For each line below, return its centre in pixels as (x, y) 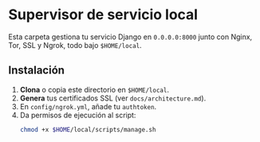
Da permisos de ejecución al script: (78, 115)
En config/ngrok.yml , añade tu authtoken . (88, 106)
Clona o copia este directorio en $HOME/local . (95, 89)
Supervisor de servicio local (103, 15)
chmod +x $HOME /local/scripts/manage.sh (88, 129)
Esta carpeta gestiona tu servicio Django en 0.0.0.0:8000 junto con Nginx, (130, 37)
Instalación (37, 71)
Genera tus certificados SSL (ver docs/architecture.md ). (113, 98)
